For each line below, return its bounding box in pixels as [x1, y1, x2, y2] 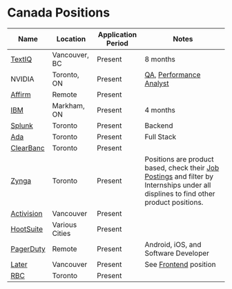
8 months [144, 54, 176, 63]
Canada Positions [7, 5, 110, 21]
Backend [144, 121, 174, 130]
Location [56, 34, 86, 43]
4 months [144, 105, 176, 114]
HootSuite [10, 224, 43, 234]
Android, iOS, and [144, 239, 202, 249]
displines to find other [144, 188, 215, 198]
